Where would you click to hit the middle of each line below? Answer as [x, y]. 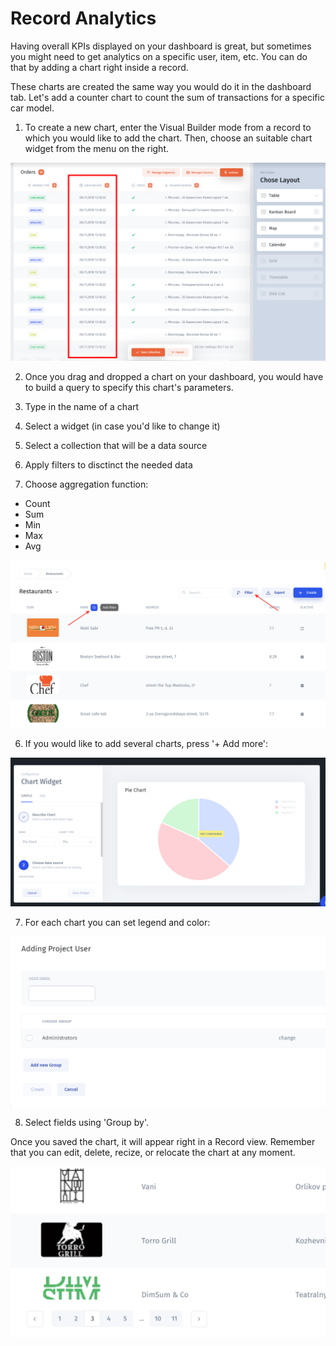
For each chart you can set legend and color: [117, 923]
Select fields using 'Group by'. [86, 1122]
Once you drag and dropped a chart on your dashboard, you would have [174, 376]
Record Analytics [83, 18]
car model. [32, 108]
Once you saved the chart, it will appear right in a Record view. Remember [163, 1141]
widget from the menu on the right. [97, 148]
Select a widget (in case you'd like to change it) [122, 426]
